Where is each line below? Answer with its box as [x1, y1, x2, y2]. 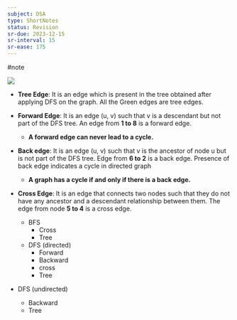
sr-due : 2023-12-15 [7, 30, 65, 38]
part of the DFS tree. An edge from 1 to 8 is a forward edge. [17, 119, 192, 127]
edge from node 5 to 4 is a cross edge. [17, 204, 132, 213]
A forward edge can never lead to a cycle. [28, 133, 154, 141]
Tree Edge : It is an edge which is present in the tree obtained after [17, 90, 211, 98]
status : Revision [7, 23, 59, 31]
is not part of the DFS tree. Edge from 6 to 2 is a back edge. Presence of [17, 154, 230, 162]
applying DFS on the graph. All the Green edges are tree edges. [17, 97, 204, 106]
